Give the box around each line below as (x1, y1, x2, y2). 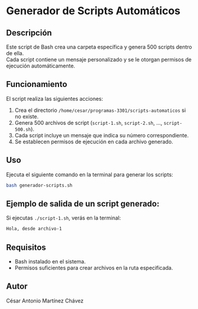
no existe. (14, 112, 39, 120)
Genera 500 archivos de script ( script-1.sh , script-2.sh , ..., (14, 119, 163, 126)
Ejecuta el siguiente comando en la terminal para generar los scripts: (6, 170, 173, 178)
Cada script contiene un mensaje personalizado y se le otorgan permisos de (6, 56, 192, 63)
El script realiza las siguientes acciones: (6, 95, 103, 102)
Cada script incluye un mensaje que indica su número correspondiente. (14, 131, 189, 139)
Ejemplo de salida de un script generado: (6, 198, 160, 208)
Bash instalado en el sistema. (14, 258, 86, 265)
